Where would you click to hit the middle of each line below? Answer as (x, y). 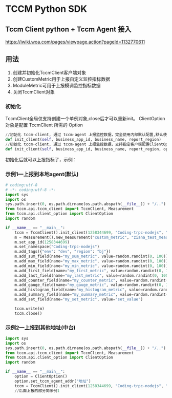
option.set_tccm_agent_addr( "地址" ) (53, 381)
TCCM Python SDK (46, 9)
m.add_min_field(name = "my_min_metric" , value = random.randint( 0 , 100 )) (91, 266)
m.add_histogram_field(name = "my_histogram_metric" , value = (79, 290)
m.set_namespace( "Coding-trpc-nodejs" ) (57, 247)
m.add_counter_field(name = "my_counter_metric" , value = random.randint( (91, 280)
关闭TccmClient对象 (34, 92)
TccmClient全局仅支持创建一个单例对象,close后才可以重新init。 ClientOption (85, 119)
